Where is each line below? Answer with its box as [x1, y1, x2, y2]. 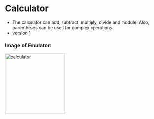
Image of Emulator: [5, 42, 52, 49]
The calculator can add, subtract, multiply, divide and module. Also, [12, 19, 149, 25]
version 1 [12, 30, 31, 36]
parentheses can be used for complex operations [12, 24, 112, 30]
